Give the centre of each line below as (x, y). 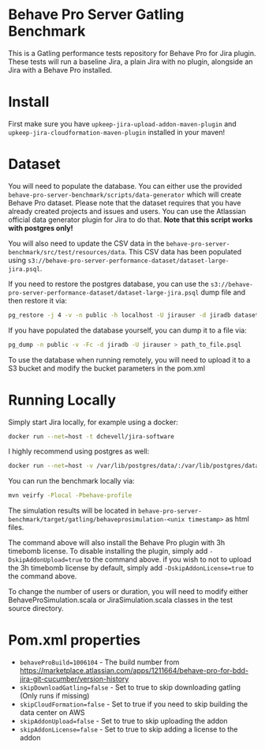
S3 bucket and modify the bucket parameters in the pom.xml (107, 368)
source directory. (36, 608)
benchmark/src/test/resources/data (67, 252)
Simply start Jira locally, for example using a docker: (93, 422)
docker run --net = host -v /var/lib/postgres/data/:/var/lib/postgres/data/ (135, 466)
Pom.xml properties (75, 640)
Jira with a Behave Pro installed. (60, 70)
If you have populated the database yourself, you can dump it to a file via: (127, 330)
